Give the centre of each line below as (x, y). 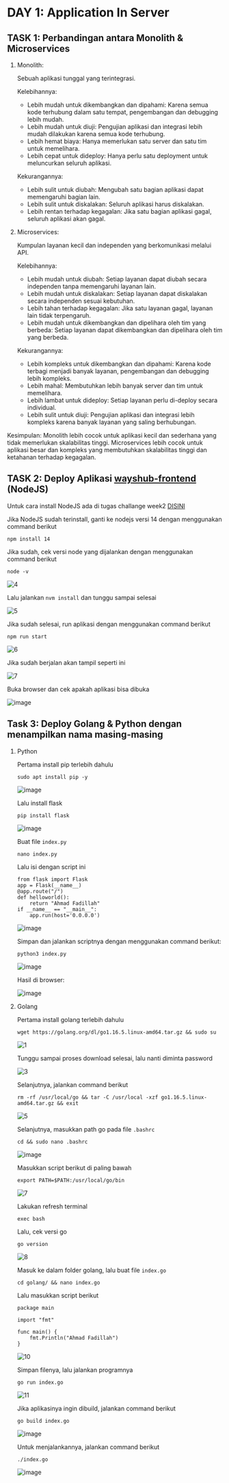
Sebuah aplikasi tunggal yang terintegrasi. (76, 78)
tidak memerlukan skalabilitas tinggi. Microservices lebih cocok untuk (105, 443)
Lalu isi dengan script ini (51, 867)
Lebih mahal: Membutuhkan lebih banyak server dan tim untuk (115, 386)
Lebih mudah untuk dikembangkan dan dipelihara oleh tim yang (117, 323)
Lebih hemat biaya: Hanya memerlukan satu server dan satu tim (117, 141)
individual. (42, 408)
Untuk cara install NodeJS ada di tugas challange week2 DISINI (96, 506)
